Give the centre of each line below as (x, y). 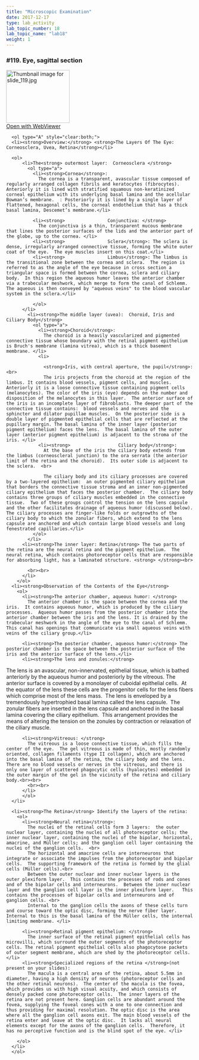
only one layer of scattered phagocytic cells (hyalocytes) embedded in (98, 770)
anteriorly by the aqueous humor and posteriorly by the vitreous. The (91, 677)
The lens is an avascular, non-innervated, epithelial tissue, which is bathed (98, 671)
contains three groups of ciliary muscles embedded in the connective (96, 498)
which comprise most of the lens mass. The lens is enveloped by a (89, 696)
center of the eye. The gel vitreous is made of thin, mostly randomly (98, 749)
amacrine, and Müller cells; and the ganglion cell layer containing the (100, 843)
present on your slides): (38, 968)
